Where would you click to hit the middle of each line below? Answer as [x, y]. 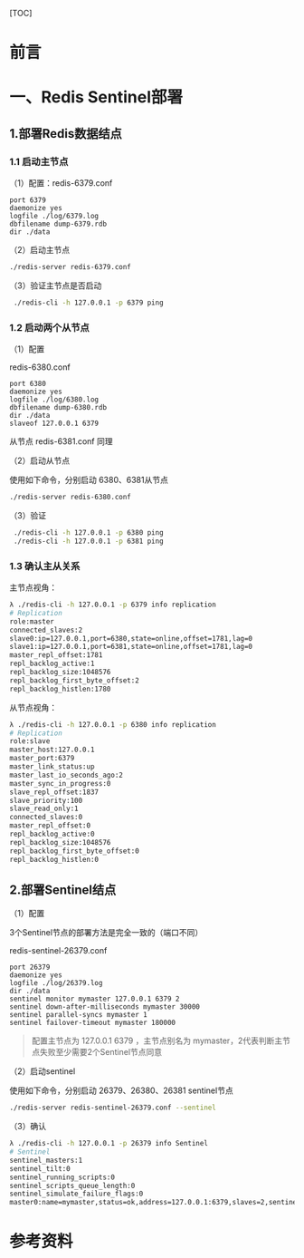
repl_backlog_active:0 [52, 834]
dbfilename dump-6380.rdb [58, 408]
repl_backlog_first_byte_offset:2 [75, 680]
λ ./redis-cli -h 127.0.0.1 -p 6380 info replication [113, 724]
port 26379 [30, 968]
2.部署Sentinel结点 [63, 890]
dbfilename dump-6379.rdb [58, 224]
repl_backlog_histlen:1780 [60, 689]
